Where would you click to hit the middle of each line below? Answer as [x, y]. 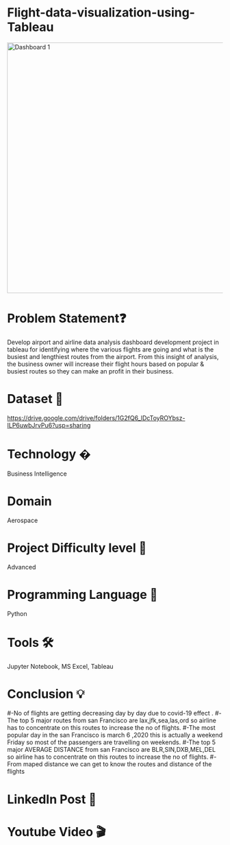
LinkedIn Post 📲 [52, 799]
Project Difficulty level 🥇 [77, 548]
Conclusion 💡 [46, 694]
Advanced [22, 567]
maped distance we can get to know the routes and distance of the [117, 764]
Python [17, 613]
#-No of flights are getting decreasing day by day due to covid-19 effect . [110, 713]
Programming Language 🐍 [82, 595]
